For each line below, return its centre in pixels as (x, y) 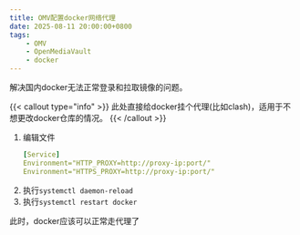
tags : (20, 35)
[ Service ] (41, 155)
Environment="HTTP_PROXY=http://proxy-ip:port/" (117, 163)
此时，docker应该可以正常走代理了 (74, 220)
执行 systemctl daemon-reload (78, 190)
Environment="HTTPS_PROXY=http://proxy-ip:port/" (119, 171)
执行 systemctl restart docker (80, 201)
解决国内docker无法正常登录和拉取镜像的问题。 (98, 87)
